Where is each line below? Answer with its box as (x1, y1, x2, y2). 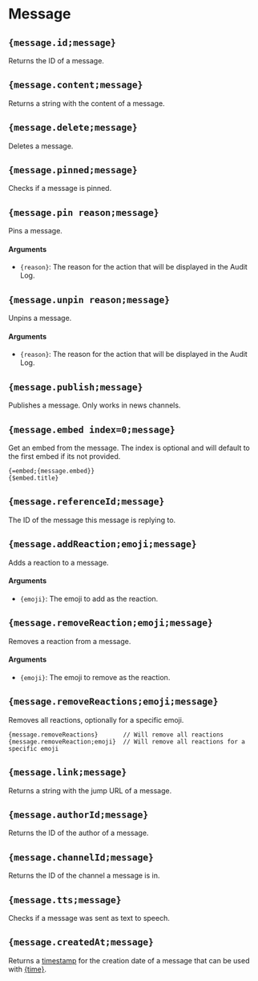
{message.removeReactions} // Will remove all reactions (8, 731, 224, 739)
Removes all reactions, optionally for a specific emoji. (8, 715, 184, 724)
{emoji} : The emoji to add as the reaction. (19, 594, 159, 603)
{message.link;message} (8, 767, 127, 778)
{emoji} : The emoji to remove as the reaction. (19, 672, 171, 682)
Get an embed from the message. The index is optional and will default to (8, 443, 251, 453)
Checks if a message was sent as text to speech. (8, 914, 171, 922)
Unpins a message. (8, 314, 72, 323)
